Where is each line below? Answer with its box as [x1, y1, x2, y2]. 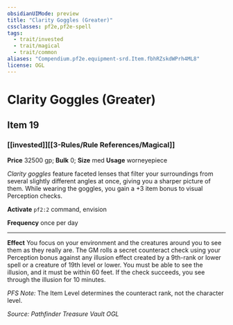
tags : [7, 29, 23, 37]
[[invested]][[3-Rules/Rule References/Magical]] [7, 140, 175, 150]
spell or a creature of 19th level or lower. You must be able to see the [7, 260, 203, 269]
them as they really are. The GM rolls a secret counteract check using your [7, 246, 221, 254]
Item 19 [7, 119, 40, 131]
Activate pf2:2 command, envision [7, 205, 107, 213]
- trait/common [13, 49, 58, 56]
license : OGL [7, 62, 45, 69]
